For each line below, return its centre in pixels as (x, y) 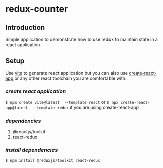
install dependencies (32, 150)
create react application (36, 91)
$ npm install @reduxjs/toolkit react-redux (53, 160)
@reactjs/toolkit (29, 132)
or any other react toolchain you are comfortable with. (70, 78)
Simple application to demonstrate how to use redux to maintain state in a (82, 39)
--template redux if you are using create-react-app (86, 108)
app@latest (17, 108)
